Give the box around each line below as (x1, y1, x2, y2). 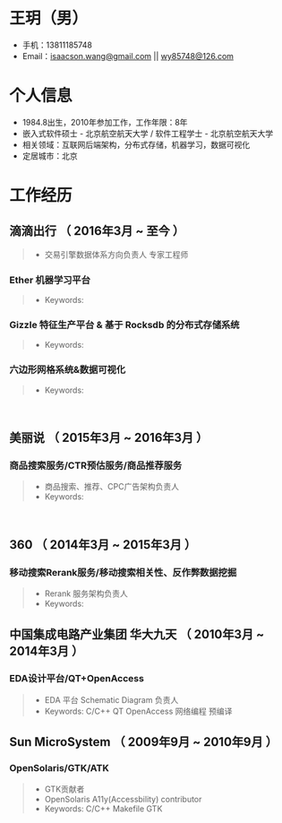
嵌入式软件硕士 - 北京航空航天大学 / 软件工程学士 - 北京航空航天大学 (21, 127, 274, 139)
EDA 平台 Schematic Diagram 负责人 (44, 694, 179, 705)
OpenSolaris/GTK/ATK (9, 762, 110, 775)
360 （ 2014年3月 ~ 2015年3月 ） (9, 537, 197, 552)
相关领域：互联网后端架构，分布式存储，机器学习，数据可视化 (21, 139, 251, 150)
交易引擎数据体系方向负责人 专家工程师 (44, 248, 189, 260)
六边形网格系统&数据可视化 (9, 364, 126, 377)
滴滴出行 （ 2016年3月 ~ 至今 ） (9, 223, 185, 238)
